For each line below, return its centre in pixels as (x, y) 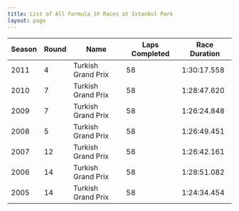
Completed (150, 53)
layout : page (27, 21)
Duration (205, 53)
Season (24, 49)
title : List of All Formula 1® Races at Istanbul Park (90, 14)
